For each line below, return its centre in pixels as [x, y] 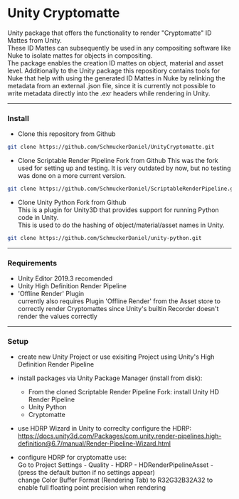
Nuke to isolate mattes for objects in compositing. [80, 56]
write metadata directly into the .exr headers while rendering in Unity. [109, 93]
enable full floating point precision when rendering [91, 488]
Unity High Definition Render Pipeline [72, 286]
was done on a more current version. [72, 176]
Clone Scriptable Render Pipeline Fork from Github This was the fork [118, 161]
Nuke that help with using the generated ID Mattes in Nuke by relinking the [116, 78]
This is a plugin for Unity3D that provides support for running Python [118, 210]
